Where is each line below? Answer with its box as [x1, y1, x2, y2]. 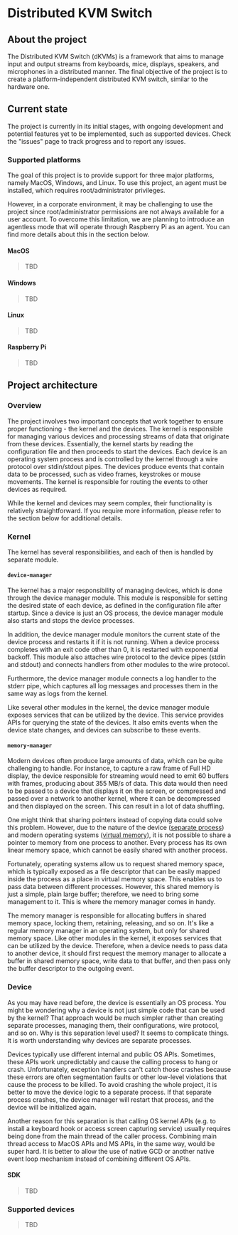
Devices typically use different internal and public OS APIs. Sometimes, [7, 1050, 216, 1058]
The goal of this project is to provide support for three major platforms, [7, 171, 215, 179]
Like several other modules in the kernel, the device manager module [7, 703, 210, 712]
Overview [7, 401, 42, 411]
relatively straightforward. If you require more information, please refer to [7, 506, 222, 515]
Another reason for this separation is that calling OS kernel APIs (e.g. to [7, 1116, 217, 1125]
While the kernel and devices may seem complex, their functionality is [7, 498, 212, 507]
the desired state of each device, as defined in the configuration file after [7, 601, 222, 610]
